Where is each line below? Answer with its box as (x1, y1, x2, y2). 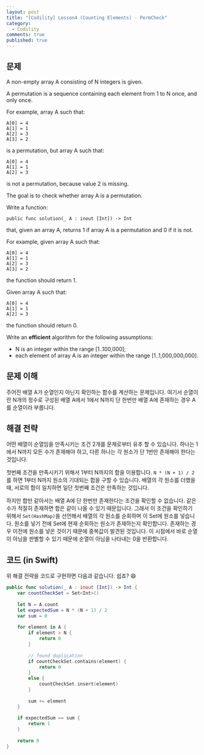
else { (28, 676, 45, 682)
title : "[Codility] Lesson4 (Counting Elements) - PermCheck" (6, 15, 167, 21)
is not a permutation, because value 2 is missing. (6, 180, 129, 187)
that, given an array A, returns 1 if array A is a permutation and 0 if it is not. (6, 226, 194, 233)
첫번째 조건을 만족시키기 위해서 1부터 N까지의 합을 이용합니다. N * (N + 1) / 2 (6, 469, 195, 476)
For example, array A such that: (6, 108, 85, 115)
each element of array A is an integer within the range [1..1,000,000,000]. (15, 352, 199, 359)
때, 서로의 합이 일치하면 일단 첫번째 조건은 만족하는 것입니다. (6, 484, 149, 492)
